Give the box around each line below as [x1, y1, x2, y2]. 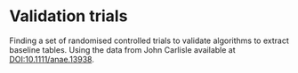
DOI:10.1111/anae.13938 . [9, 54, 95, 64]
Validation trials [9, 6, 128, 26]
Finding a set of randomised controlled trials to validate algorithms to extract [9, 35, 289, 46]
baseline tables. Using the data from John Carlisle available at [9, 44, 236, 55]
